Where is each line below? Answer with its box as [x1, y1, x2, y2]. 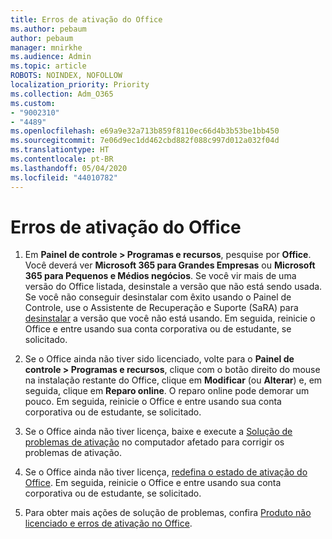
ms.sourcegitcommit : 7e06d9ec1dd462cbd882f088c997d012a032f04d [10, 136, 280, 146]
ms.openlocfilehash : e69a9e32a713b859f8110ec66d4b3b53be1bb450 [10, 126, 280, 136]
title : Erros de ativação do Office [10, 14, 163, 25]
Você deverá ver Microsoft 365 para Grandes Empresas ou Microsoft [24, 259, 316, 271]
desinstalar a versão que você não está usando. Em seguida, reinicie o [24, 312, 316, 325]
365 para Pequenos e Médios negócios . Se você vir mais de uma [24, 270, 297, 282]
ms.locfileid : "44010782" [10, 172, 118, 183]
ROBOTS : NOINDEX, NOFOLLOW [10, 71, 123, 81]
